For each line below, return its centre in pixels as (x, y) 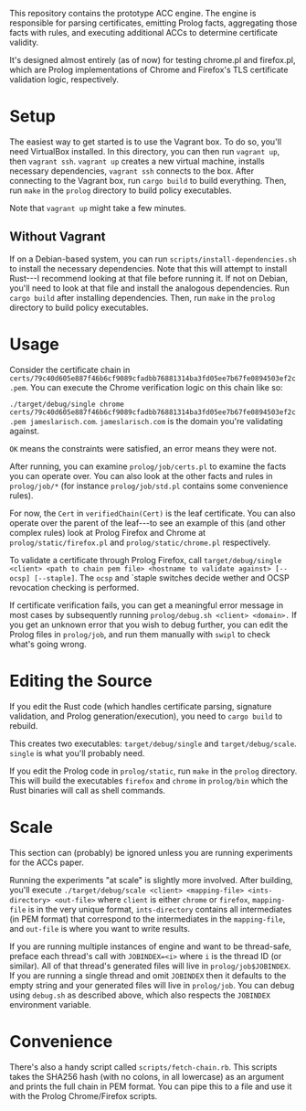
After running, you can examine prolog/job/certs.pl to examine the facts (148, 466)
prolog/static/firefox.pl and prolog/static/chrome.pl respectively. (140, 542)
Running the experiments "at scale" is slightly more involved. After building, (151, 880)
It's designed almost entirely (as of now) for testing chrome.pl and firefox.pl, (153, 60)
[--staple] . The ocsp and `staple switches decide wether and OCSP (161, 577)
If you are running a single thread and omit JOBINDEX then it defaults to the (148, 975)
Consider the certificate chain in (70, 369)
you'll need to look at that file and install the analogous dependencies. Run (150, 288)
